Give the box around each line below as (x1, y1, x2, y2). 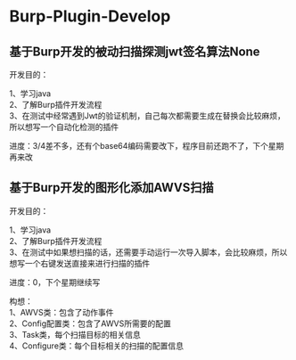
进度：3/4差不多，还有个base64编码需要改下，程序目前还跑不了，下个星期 (9, 141, 284, 151)
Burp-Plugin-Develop (9, 6, 171, 27)
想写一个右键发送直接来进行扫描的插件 (9, 258, 150, 268)
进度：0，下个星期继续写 (9, 276, 101, 287)
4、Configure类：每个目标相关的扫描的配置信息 (9, 340, 185, 351)
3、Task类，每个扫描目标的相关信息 (9, 329, 141, 340)
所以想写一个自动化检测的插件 (9, 122, 119, 132)
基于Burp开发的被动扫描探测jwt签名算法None (9, 44, 260, 59)
